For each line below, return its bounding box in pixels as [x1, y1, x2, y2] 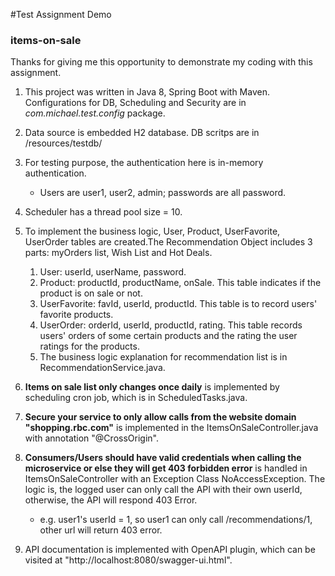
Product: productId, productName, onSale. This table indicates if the [39, 277, 322, 289]
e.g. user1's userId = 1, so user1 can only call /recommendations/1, [39, 514, 313, 526]
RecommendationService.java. [39, 362, 166, 374]
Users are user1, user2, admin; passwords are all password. [39, 187, 287, 199]
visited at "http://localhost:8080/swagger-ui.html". [24, 554, 233, 566]
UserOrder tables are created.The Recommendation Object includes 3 [24, 236, 313, 248]
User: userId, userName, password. [39, 266, 187, 278]
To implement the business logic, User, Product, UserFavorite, [24, 225, 281, 238]
